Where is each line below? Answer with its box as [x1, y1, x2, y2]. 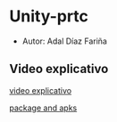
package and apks [9, 102, 78, 113]
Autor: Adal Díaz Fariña [21, 36, 107, 46]
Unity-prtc [9, 6, 89, 27]
